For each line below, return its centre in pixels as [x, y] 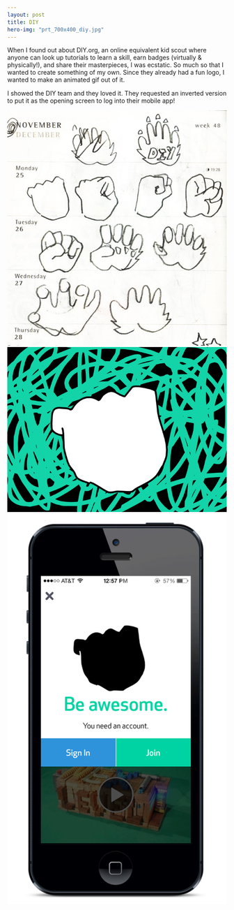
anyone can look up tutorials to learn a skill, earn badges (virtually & [104, 58]
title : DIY [23, 22]
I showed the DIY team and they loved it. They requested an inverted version [117, 94]
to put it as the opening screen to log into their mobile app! [91, 101]
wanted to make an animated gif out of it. [66, 80]
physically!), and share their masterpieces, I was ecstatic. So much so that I [116, 65]
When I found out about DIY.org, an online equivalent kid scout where [107, 50]
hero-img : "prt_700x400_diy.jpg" [56, 29]
